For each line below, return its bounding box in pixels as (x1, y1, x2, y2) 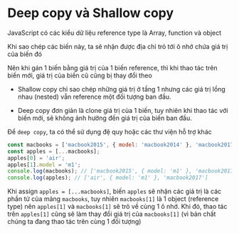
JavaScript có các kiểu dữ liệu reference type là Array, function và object (7, 28, 222, 37)
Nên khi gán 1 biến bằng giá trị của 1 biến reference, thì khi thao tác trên (7, 63, 218, 72)
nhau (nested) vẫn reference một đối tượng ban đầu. (17, 92, 172, 101)
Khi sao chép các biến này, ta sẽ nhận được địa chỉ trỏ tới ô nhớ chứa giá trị (7, 42, 228, 50)
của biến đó (7, 50, 43, 58)
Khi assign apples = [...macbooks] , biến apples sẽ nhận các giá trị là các (7, 187, 222, 196)
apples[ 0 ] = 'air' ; (7, 154, 65, 161)
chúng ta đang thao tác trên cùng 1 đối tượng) (7, 217, 142, 226)
